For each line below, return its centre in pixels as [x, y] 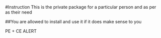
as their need [19, 12]
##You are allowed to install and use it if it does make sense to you [73, 22]
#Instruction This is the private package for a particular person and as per [81, 7]
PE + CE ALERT [21, 31]
